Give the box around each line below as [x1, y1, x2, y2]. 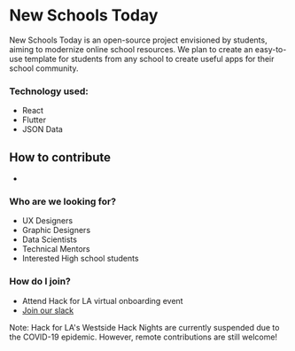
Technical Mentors [21, 244, 90, 254]
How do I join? [9, 276, 71, 288]
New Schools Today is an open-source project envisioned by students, [9, 35, 268, 45]
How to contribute [9, 150, 112, 165]
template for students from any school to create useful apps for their [24, 53, 275, 64]
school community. [9, 63, 79, 74]
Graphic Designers [21, 225, 91, 236]
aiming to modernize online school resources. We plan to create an [9, 43, 253, 54]
